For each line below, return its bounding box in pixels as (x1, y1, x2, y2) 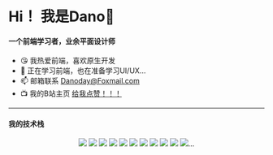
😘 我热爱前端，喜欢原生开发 (19, 56, 116, 66)
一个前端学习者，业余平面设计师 (8, 36, 115, 45)
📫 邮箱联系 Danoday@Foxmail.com (19, 76, 141, 86)
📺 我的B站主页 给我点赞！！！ (19, 88, 122, 98)
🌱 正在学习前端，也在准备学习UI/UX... (19, 66, 146, 75)
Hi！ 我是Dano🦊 (8, 7, 115, 26)
